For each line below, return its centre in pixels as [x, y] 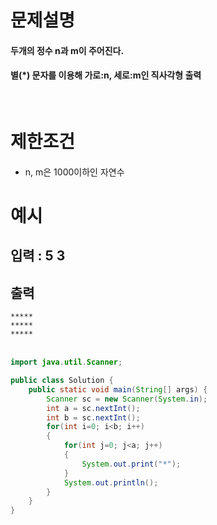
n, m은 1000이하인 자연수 [74, 172]
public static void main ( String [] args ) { [118, 389]
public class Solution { [62, 381]
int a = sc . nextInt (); [93, 408]
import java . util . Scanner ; [66, 362]
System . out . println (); [111, 482]
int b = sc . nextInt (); [93, 417]
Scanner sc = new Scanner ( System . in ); [127, 399]
